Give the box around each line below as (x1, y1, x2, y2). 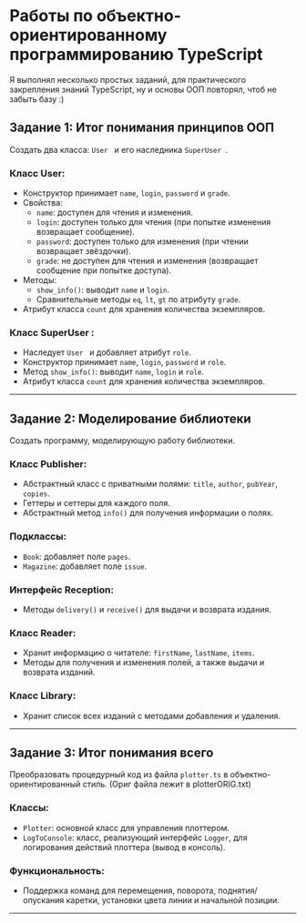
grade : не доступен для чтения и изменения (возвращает (36, 256, 259, 267)
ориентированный (9, 779, 81, 790)
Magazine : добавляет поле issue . (22, 561, 148, 572)
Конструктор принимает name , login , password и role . (22, 357, 227, 368)
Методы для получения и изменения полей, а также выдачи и (22, 657, 265, 668)
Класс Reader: (9, 626, 76, 639)
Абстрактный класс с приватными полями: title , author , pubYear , (22, 479, 279, 490)
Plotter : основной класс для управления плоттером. (22, 822, 230, 833)
